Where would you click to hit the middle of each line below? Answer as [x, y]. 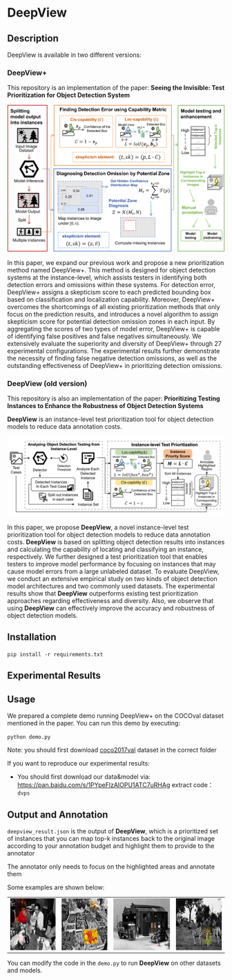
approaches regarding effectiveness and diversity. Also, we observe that [110, 601]
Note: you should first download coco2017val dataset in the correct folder [112, 750]
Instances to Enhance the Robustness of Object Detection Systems [105, 406]
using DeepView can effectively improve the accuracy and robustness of [111, 608]
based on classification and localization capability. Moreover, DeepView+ [111, 299]
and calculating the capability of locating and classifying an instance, [105, 549]
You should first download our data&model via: [84, 777]
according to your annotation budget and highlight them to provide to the [111, 846]
